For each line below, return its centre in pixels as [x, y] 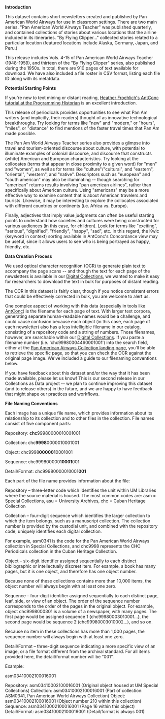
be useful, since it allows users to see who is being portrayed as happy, [78, 241]
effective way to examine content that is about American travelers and [76, 195]
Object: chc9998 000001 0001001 [39, 452]
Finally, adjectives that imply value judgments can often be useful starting [80, 215]
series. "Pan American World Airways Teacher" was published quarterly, [79, 27]
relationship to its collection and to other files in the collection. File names [80, 418]
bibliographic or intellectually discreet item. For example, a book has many [81, 566]
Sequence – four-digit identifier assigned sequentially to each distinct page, [82, 596]
